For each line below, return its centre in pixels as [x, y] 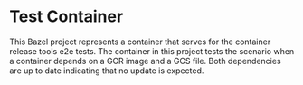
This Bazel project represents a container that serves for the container [140, 42]
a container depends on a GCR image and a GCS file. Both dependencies [146, 61]
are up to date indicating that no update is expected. [107, 71]
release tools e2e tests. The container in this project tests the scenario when [152, 51]
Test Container [66, 17]
